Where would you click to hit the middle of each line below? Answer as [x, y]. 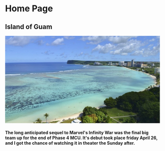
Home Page [29, 9]
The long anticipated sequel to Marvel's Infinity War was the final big [77, 133]
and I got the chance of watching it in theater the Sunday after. [70, 143]
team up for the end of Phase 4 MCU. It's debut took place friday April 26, [82, 138]
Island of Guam [29, 27]
